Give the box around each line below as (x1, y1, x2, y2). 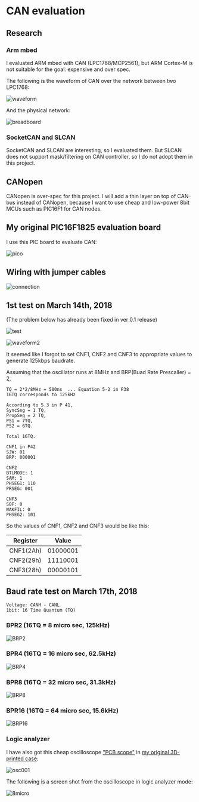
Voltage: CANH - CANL (6, 602, 60, 608)
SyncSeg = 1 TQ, (6, 408, 46, 414)
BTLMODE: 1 (6, 470, 33, 476)
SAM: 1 (6, 476, 23, 482)
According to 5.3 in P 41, (6, 402, 73, 408)
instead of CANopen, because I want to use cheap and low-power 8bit (17, 199, 189, 206)
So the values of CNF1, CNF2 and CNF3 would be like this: (6, 522, 150, 529)
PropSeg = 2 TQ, (6, 413, 46, 419)
